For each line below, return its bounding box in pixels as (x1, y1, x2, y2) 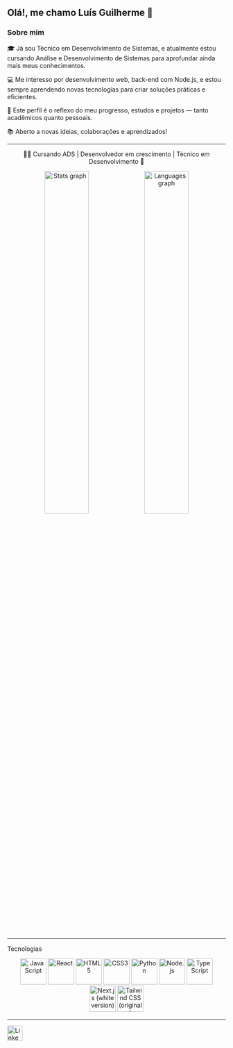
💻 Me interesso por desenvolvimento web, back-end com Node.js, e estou (7, 75, 222, 83)
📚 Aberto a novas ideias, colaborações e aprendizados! (7, 127, 168, 135)
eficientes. (7, 92, 37, 101)
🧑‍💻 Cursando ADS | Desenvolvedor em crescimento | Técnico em (23, 150, 210, 158)
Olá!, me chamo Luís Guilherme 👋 (7, 7, 154, 19)
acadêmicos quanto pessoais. (7, 113, 93, 121)
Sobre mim (7, 28, 45, 37)
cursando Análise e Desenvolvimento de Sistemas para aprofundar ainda (7, 53, 216, 62)
